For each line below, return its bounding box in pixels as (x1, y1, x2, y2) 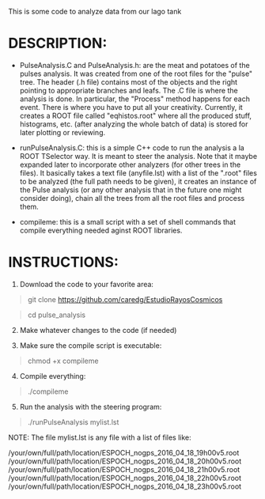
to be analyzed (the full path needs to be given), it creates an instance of (19, 176, 257, 186)
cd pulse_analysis (27, 310, 85, 319)
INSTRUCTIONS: (8, 253, 119, 271)
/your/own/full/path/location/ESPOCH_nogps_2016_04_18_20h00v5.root (8, 456, 242, 466)
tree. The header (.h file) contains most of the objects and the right (19, 77, 238, 86)
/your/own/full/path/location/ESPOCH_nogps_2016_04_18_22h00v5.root (8, 473, 242, 482)
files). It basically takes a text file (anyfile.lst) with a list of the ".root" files (19, 168, 257, 177)
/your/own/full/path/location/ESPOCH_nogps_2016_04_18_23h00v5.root (8, 482, 242, 491)
